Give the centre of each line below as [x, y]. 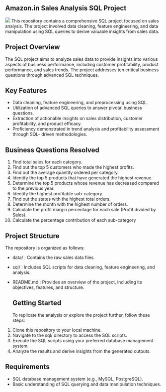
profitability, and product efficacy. [47, 124]
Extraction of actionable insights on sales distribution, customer [78, 119]
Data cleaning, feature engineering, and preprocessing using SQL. [80, 103]
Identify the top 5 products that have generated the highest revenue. [82, 178]
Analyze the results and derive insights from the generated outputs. [81, 351]
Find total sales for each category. [47, 162]
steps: [19, 320]
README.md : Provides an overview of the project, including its [77, 282]
